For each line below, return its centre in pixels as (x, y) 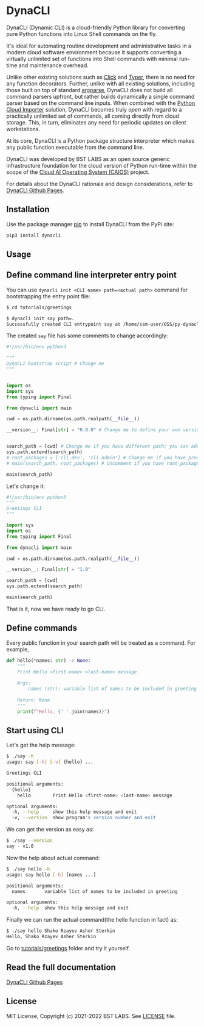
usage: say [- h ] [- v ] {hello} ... (50, 762)
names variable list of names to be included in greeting (95, 891)
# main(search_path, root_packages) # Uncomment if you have (85, 463)
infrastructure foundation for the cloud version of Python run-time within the (102, 165)
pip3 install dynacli (34, 235)
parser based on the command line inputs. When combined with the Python (101, 103)
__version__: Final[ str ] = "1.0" (49, 570)
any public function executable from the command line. (75, 147)
